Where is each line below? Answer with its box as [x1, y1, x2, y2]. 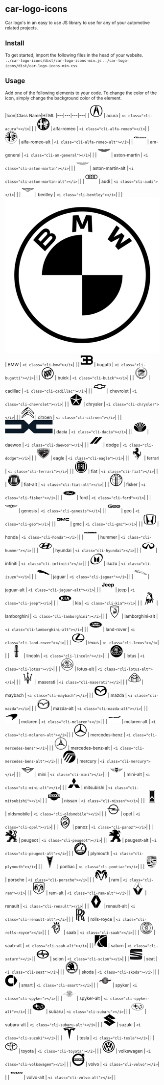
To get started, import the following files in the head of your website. [5, 52, 143, 58]
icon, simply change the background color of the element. [5, 95, 122, 101]
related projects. [5, 25, 38, 30]
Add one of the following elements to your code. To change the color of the [5, 90, 157, 96]
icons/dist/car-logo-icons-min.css [5, 63, 78, 68]
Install [5, 39, 24, 48]
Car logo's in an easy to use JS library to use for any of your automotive [5, 20, 150, 25]
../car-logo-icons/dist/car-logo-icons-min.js [5, 58, 102, 63]
